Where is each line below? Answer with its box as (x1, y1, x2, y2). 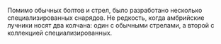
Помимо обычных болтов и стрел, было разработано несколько (7, 6, 203, 14)
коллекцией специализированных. (7, 28, 113, 37)
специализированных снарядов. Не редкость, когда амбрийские (7, 13, 205, 22)
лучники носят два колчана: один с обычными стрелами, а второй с (7, 21, 215, 29)
